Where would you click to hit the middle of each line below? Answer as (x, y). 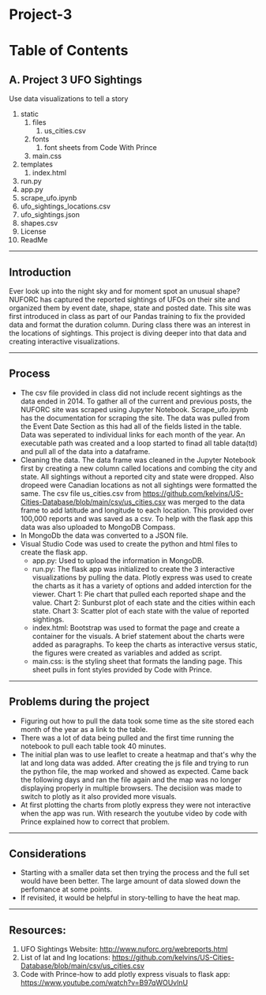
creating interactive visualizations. (65, 342)
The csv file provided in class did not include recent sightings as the (131, 392)
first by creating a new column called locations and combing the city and (139, 468)
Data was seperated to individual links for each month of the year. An (133, 434)
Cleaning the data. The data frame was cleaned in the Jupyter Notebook (138, 460)
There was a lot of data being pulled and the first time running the (127, 738)
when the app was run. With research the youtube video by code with (134, 813)
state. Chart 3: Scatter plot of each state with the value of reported (140, 610)
